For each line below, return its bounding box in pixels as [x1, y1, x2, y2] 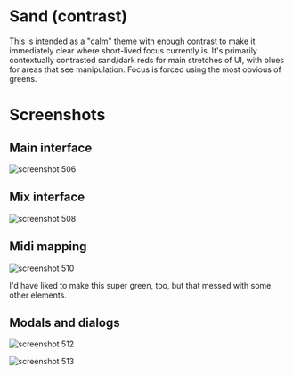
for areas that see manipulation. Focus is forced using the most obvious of [9, 64, 282, 75]
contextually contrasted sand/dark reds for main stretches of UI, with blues [9, 54, 285, 65]
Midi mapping [9, 239, 87, 255]
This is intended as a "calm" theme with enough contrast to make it [9, 36, 256, 46]
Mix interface [9, 190, 85, 205]
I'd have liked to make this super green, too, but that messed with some [9, 280, 272, 290]
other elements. [9, 289, 67, 300]
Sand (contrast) [9, 6, 127, 27]
